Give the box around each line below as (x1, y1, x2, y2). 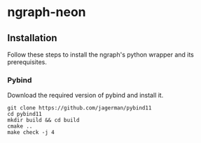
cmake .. (7, 123, 33, 130)
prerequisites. (7, 58, 48, 66)
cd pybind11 (7, 111, 42, 118)
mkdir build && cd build (7, 116, 80, 124)
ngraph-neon (7, 4, 86, 20)
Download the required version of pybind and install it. (7, 91, 164, 100)
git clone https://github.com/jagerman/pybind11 (7, 105, 152, 112)
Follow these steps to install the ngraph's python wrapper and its (7, 50, 195, 59)
